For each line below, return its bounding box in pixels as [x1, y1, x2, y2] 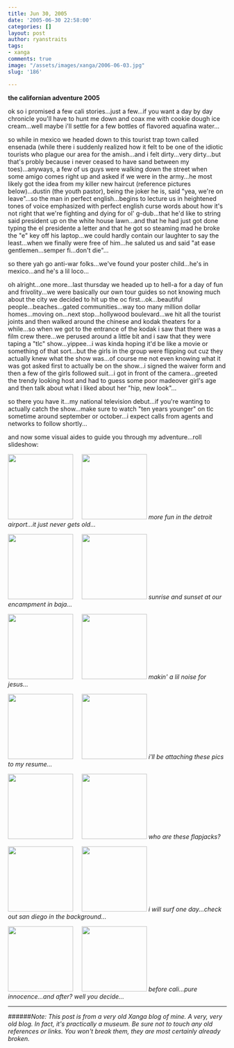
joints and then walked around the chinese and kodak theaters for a [8, 317, 201, 325]
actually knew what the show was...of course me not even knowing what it [8, 354, 221, 362]
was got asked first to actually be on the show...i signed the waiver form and [8, 361, 226, 370]
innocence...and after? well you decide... [8, 992, 124, 1001]
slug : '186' [8, 68, 42, 75]
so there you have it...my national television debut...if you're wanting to [8, 397, 210, 405]
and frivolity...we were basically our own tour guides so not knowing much [8, 288, 221, 296]
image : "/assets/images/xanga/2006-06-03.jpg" [8, 62, 145, 69]
